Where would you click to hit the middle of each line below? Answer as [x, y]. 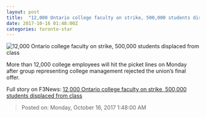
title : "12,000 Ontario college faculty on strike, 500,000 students [98, 18]
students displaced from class [44, 96]
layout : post [23, 12]
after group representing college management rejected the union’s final [96, 71]
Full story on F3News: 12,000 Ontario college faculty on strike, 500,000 [97, 90]
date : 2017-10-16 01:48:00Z [42, 23]
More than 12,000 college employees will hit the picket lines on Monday [97, 65]
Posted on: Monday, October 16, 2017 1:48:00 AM [84, 108]
